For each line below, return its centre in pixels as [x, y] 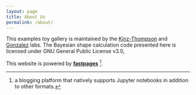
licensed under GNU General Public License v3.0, [65, 51]
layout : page [22, 11]
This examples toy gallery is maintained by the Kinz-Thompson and [87, 39]
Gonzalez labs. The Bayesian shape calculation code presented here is [91, 45]
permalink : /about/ [30, 22]
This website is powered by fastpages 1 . [55, 63]
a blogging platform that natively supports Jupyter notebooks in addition [101, 80]
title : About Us [26, 17]
